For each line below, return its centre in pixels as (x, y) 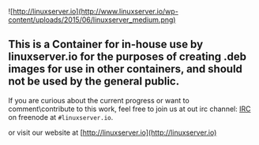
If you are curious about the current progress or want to (99, 100)
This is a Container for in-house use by (106, 45)
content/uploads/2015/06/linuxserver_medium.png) (92, 20)
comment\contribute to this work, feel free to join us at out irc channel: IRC (129, 109)
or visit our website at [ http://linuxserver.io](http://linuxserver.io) (113, 132)
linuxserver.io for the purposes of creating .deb (128, 57)
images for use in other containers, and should (126, 69)
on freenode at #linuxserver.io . (61, 117)
